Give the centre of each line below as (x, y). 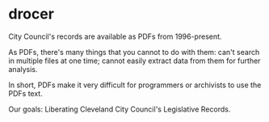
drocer (32, 14)
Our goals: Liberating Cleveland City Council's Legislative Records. (120, 109)
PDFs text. (25, 93)
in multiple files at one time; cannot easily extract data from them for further (134, 61)
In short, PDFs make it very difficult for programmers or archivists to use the (135, 85)
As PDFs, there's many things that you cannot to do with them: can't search (134, 52)
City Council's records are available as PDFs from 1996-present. (115, 36)
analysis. (23, 69)
